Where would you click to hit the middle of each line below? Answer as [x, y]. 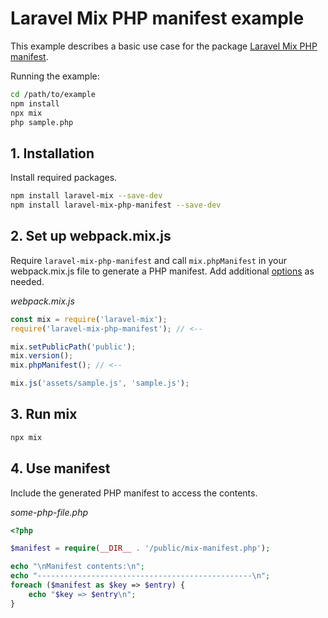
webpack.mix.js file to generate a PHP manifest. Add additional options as [162, 271]
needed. [27, 281]
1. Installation [52, 153]
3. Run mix [44, 414]
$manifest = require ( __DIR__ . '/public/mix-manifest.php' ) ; [140, 548]
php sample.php [42, 122]
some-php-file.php [49, 512]
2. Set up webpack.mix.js [91, 236]
